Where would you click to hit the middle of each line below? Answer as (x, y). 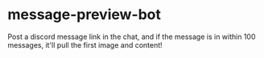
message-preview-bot (85, 15)
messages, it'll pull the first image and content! (85, 44)
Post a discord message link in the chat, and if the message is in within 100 (132, 37)
